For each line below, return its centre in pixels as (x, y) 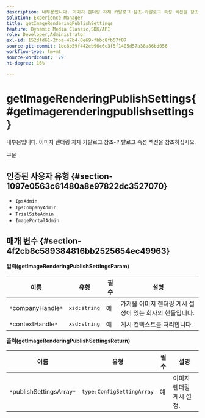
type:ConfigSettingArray (118, 392)
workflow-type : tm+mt (34, 52)
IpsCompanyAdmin (36, 208)
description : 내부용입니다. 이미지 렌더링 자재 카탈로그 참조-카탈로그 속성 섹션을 (97, 12)
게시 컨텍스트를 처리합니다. (157, 325)
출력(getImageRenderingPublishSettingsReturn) (68, 341)
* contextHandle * (34, 324)
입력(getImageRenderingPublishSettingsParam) (68, 267)
